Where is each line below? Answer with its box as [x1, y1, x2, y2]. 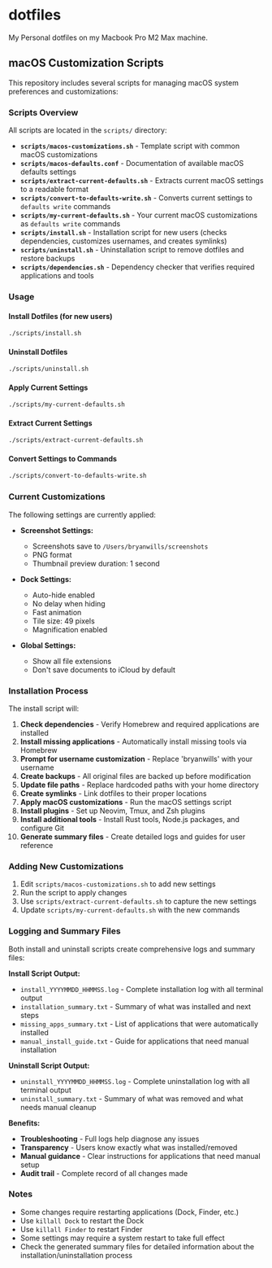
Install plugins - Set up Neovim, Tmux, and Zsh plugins [19, 806, 205, 815]
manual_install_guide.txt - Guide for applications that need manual [19, 1036, 249, 1046]
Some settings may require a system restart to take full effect [19, 1233, 225, 1243]
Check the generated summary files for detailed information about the [19, 1241, 255, 1251]
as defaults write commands [19, 219, 121, 229]
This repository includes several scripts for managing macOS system [8, 77, 240, 87]
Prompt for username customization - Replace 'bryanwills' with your [19, 754, 253, 763]
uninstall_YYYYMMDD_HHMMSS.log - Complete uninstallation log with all [19, 1076, 250, 1086]
